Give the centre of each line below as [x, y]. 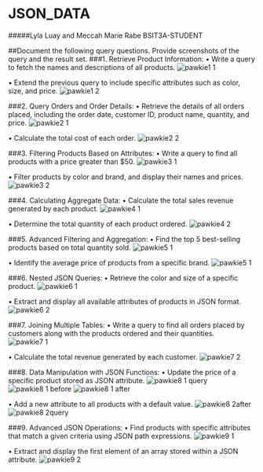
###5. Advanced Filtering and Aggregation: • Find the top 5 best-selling [124, 239]
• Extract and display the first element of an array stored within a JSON [123, 451]
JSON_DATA [49, 14]
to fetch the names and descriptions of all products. [92, 67]
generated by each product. [53, 208]
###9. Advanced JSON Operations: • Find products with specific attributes [130, 427]
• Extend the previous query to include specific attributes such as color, [124, 82]
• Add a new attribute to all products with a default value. [101, 404]
